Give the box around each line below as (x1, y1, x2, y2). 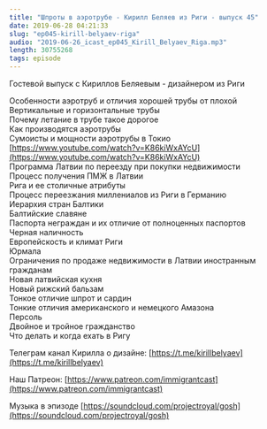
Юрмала (9, 246, 42, 257)
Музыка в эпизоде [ (9, 401, 84, 411)
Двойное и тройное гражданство (9, 321, 135, 332)
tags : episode (9, 54, 62, 63)
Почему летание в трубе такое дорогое (9, 114, 159, 125)
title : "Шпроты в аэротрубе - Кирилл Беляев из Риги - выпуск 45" (9, 12, 259, 22)
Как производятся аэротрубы (9, 124, 122, 134)
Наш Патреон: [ (9, 374, 68, 385)
